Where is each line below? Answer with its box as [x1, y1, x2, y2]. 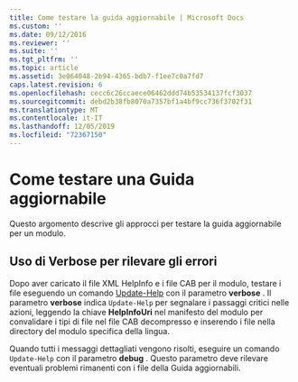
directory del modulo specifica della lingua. [9, 325, 170, 336]
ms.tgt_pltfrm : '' [9, 55, 79, 64]
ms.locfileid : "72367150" [9, 131, 107, 140]
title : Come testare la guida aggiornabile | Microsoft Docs [9, 13, 245, 23]
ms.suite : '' [9, 47, 59, 56]
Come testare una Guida [9, 169, 195, 190]
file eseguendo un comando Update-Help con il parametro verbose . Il [9, 287, 272, 298]
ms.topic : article [9, 64, 79, 73]
